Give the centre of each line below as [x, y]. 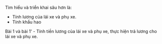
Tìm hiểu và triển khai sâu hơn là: [39, 7]
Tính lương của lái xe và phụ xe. [44, 17]
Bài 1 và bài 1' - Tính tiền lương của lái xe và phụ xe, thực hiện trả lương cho [81, 31]
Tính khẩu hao [27, 22]
